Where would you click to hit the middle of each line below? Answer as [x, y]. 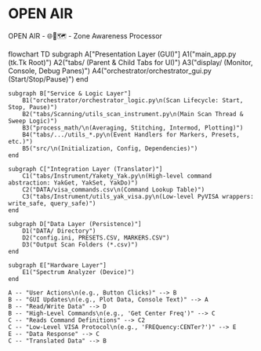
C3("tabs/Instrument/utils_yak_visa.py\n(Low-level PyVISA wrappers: [138, 196]
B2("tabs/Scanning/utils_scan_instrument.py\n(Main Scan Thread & [133, 114]
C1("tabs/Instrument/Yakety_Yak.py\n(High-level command [117, 176]
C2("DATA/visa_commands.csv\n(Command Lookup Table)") [114, 189]
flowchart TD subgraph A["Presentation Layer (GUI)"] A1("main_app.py [122, 54]
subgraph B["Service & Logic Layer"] [70, 93]
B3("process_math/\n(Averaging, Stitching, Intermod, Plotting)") [133, 128]
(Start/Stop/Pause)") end [48, 79]
